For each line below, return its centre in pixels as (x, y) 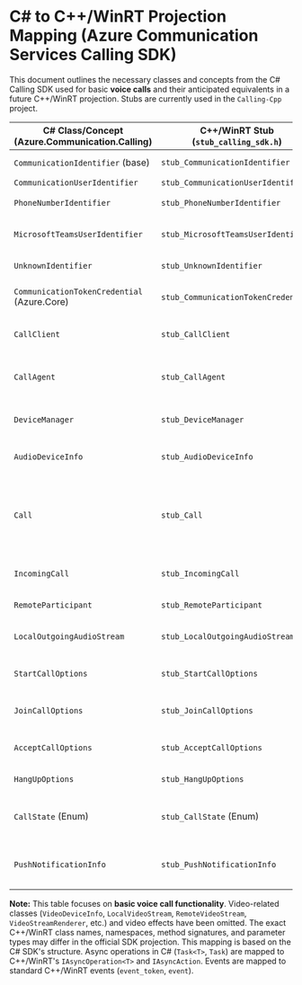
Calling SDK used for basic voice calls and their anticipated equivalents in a (150, 89)
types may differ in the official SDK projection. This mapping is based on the (151, 942)
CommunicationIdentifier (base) (82, 162)
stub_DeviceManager (202, 419)
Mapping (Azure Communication (134, 35)
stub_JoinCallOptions (207, 710)
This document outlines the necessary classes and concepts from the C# (145, 79)
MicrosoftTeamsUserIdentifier (79, 234)
